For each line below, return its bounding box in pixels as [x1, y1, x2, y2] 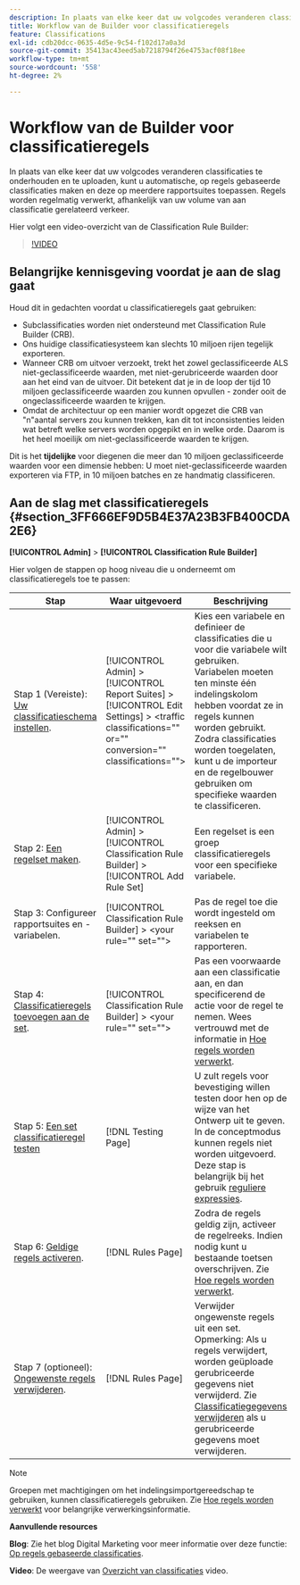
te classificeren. [194, 800, 262, 813]
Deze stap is [194, 1159, 246, 1172]
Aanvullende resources [9, 1522, 98, 1532]
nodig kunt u [194, 1240, 247, 1253]
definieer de [194, 621, 246, 634]
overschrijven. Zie [194, 1263, 270, 1275]
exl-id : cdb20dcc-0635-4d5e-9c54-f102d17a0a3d [9, 38, 186, 47]
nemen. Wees [194, 1011, 252, 1023]
